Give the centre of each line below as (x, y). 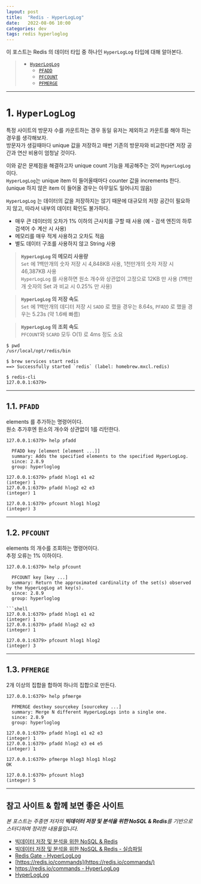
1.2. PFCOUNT (28, 533)
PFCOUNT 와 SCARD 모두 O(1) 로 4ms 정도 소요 (72, 334)
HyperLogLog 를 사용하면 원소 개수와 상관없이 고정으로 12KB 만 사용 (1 (102, 279)
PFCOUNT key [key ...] (40, 577)
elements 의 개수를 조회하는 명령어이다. (53, 548)
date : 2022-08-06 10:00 (38, 23)
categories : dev (26, 29)
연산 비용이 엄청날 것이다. (47, 153)
